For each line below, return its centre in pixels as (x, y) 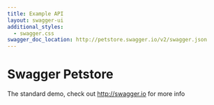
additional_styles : (36, 27)
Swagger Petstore (60, 75)
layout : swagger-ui (36, 20)
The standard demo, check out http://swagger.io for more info (96, 94)
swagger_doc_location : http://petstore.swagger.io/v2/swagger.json (107, 40)
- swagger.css (34, 33)
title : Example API (36, 14)
